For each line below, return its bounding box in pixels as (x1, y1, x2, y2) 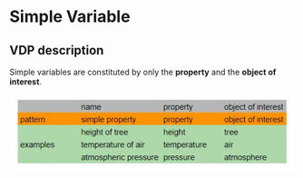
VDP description (9, 43, 104, 58)
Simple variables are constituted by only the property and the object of (9, 66, 277, 77)
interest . (9, 76, 43, 87)
